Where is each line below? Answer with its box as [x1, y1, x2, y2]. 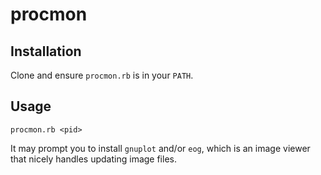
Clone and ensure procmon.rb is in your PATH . [10, 69, 194, 81]
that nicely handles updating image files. [10, 153, 177, 165]
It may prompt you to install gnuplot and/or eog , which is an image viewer [10, 142, 311, 154]
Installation [10, 43, 82, 60]
